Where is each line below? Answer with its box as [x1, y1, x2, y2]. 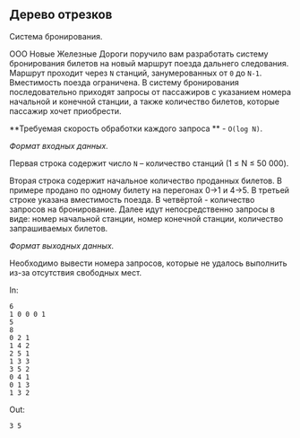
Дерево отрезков [9, 7, 113, 22]
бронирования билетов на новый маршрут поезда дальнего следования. [9, 57, 289, 68]
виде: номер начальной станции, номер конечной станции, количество [9, 213, 284, 223]
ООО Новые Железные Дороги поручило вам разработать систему [9, 48, 269, 59]
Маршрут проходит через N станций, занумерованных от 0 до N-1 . [9, 67, 262, 78]
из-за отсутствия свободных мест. [9, 267, 142, 277]
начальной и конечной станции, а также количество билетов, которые [9, 96, 280, 107]
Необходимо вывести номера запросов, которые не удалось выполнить [9, 258, 288, 268]
